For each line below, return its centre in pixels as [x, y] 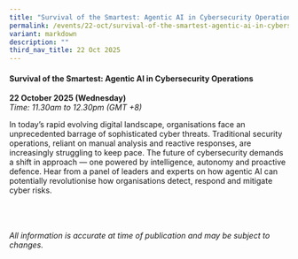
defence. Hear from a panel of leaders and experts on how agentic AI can [144, 171]
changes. [27, 245]
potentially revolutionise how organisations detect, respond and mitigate [141, 181]
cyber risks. [31, 190]
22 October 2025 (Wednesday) [68, 98]
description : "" [39, 42]
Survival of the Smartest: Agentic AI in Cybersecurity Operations [132, 78]
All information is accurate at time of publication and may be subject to [140, 236]
